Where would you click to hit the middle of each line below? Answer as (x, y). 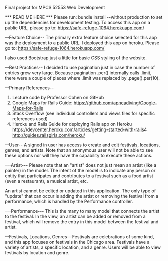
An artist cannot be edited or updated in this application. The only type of (81, 191)
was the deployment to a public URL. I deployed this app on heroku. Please (82, 43)
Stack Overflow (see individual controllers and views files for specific (84, 113)
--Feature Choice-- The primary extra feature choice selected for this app (81, 37)
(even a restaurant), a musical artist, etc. (47, 181)
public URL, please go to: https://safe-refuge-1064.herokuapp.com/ (75, 28)
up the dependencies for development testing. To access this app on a (78, 22)
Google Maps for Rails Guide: (42, 103)
